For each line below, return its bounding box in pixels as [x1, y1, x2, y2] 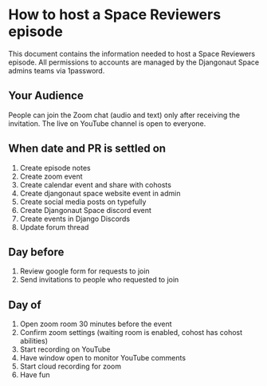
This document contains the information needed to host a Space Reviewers [8, 49, 256, 58]
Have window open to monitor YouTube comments [19, 353, 186, 363]
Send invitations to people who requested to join [19, 275, 179, 285]
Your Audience [8, 89, 84, 103]
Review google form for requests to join [19, 266, 150, 276]
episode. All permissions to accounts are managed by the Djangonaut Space [8, 57, 260, 67]
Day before [8, 245, 65, 258]
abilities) [19, 337, 49, 346]
